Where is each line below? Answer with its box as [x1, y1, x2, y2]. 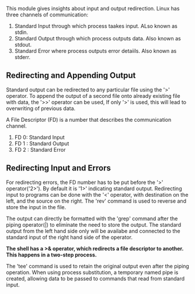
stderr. [14, 54, 31, 60]
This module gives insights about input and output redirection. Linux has [6, 5, 180, 12]
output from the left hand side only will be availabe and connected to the [6, 227, 180, 234]
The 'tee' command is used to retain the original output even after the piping [6, 262, 190, 269]
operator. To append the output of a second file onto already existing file [6, 92, 180, 99]
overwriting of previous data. [6, 105, 76, 112]
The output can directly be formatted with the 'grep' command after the [6, 215, 178, 222]
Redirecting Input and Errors [6, 163, 111, 173]
